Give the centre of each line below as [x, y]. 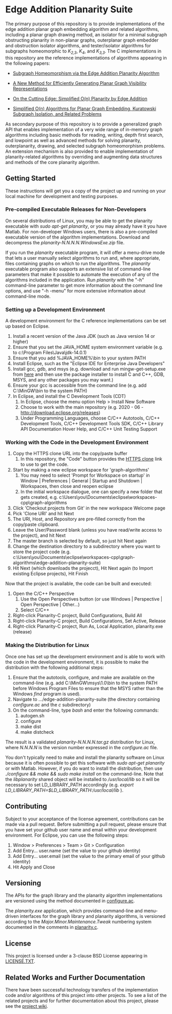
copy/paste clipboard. [36, 524]
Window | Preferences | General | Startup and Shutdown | [81, 481]
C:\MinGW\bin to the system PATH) [50, 391]
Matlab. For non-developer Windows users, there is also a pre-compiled [81, 231]
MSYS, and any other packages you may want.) [63, 380]
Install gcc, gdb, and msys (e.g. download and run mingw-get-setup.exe [89, 369]
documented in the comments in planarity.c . [52, 927]
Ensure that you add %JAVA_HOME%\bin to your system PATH [79, 358]
